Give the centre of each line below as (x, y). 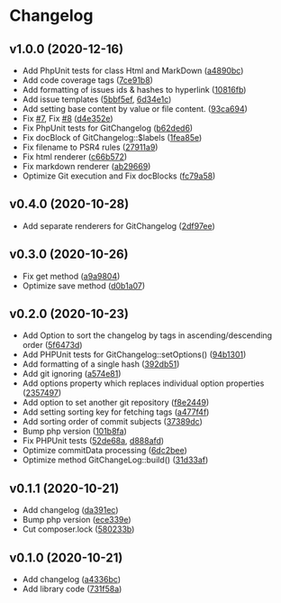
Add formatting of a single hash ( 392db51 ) (101, 364)
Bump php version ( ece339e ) (77, 520)
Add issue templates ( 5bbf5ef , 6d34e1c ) (97, 99)
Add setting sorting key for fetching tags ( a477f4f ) (116, 412)
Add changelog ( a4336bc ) (72, 580)
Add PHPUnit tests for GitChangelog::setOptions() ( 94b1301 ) (134, 355)
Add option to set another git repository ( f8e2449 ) (116, 403)
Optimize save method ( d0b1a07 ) (84, 286)
